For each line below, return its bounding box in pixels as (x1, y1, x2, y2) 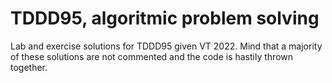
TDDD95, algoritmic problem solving (10, 7, 320, 30)
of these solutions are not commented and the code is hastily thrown (10, 50, 294, 62)
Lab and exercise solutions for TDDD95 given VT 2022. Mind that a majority (10, 40, 323, 52)
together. (10, 61, 48, 73)
